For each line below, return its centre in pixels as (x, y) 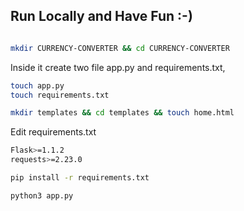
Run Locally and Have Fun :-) (101, 16)
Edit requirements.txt (53, 132)
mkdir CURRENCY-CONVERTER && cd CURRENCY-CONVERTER (120, 48)
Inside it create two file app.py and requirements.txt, (118, 67)
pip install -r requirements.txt (80, 178)
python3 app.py (42, 195)
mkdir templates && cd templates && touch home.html (122, 113)
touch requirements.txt (60, 95)
